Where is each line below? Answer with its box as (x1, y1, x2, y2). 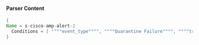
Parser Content (6, 5, 44, 12)
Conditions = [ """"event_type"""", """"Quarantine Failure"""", (11, 28, 176, 34)
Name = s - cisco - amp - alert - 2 (6, 23, 76, 29)
